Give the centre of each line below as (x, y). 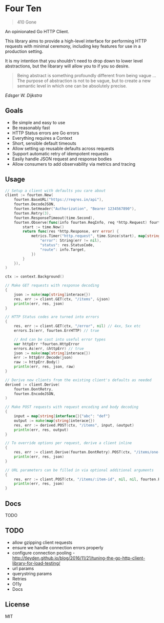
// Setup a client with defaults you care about (55, 191)
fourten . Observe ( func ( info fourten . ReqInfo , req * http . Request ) (81, 222)
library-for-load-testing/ (36, 563)
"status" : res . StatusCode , (67, 245)
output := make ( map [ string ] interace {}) (54, 421)
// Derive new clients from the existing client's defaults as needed (78, 380)
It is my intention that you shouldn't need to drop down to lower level (74, 61)
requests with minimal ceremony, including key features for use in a (73, 46)
